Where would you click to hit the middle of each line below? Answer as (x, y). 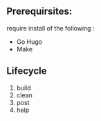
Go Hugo (29, 42)
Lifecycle (27, 71)
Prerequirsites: (39, 11)
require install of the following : (50, 28)
